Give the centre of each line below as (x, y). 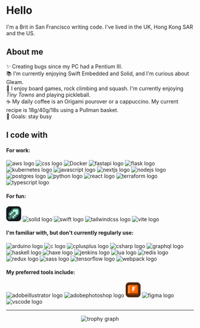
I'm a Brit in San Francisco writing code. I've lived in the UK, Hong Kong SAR (100, 27)
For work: (18, 150)
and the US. (21, 33)
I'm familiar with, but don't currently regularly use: (70, 233)
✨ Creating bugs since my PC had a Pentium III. (65, 66)
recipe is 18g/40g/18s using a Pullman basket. (62, 110)
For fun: (16, 196)
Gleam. (15, 82)
